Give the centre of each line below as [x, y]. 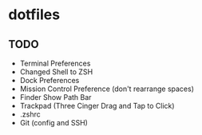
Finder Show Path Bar [55, 97]
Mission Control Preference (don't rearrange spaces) [107, 89]
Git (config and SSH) [53, 123]
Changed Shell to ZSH [56, 72]
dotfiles [34, 15]
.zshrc [30, 114]
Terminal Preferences [55, 63]
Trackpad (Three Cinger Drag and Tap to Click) [97, 106]
